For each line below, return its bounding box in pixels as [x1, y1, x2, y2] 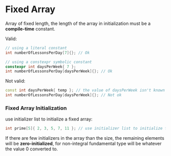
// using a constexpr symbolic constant [5, 59, 93, 65]
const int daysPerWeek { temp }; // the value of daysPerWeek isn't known [5, 88, 165, 93]
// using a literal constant [5, 45, 67, 50]
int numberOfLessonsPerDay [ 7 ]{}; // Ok [5, 50, 90, 55]
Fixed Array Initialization [5, 104, 67, 111]
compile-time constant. [5, 25, 55, 32]
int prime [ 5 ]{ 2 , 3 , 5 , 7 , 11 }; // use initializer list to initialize [5, 126, 163, 131]
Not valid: [5, 78, 25, 84]
